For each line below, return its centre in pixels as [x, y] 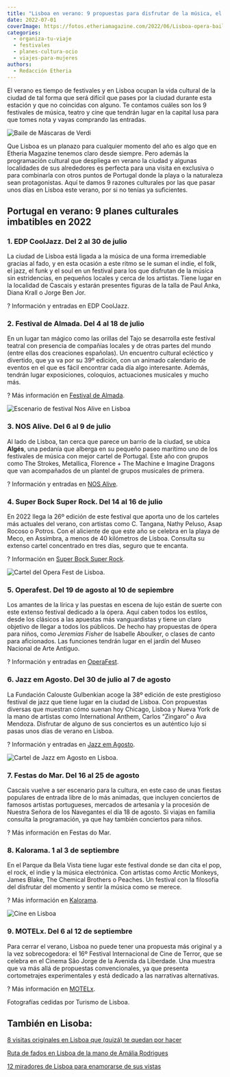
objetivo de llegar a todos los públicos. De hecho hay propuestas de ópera [112, 627]
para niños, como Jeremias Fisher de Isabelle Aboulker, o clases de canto [111, 634]
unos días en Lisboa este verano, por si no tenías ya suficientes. [98, 190]
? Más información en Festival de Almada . [66, 395]
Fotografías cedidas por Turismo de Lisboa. [68, 1002]
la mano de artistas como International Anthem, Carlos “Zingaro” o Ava [107, 716]
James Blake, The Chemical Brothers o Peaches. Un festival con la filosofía [113, 880]
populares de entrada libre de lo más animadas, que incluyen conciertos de [113, 797]
